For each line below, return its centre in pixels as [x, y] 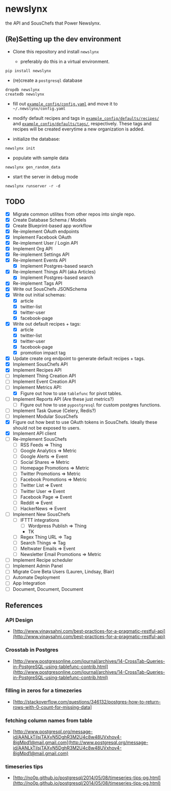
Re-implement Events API [39, 260]
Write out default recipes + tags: [46, 324]
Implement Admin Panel [38, 566]
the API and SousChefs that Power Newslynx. [53, 23]
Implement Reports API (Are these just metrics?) [63, 399]
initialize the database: [36, 139]
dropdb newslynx [22, 90]
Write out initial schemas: [39, 295]
